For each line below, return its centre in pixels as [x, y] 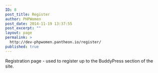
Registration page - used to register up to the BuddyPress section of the [79, 61]
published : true [22, 47]
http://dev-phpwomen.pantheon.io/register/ [55, 42]
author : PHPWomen [23, 19]
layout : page [19, 33]
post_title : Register [28, 14]
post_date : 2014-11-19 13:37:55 [39, 24]
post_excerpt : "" [23, 28]
